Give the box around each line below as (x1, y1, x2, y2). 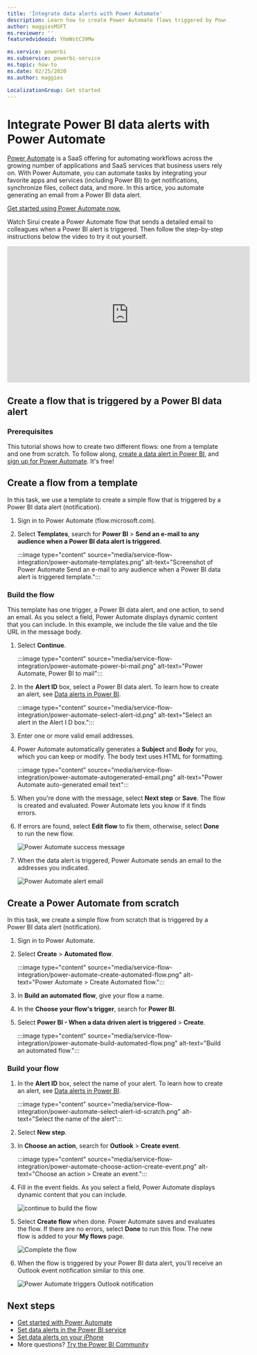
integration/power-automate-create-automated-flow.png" (17, 971, 182, 979)
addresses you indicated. (17, 864, 90, 872)
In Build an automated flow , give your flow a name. (17, 991, 164, 1000)
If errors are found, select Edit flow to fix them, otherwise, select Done (17, 822, 220, 831)
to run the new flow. (17, 829, 75, 838)
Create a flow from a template (7, 477, 138, 489)
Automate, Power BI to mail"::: (17, 669, 103, 677)
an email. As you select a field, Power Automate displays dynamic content (7, 613, 218, 621)
